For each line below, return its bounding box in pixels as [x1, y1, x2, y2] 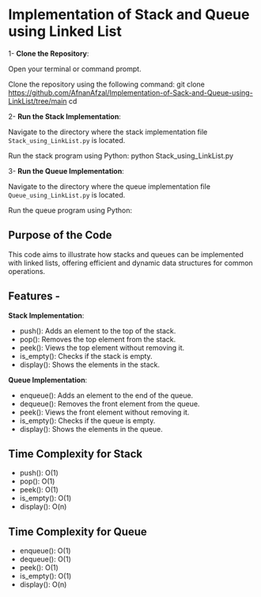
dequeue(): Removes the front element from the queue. [19, 399, 200, 408]
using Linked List [8, 22, 123, 40]
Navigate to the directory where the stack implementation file [8, 127, 208, 137]
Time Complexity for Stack [8, 447, 143, 460]
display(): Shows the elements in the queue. [19, 424, 164, 433]
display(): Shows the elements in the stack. [19, 360, 161, 369]
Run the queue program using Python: [8, 205, 133, 215]
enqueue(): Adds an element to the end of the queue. [19, 391, 194, 400]
